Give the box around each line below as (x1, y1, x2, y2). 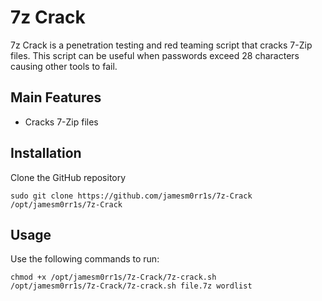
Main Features (10, 89, 102, 106)
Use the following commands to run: (10, 253, 160, 265)
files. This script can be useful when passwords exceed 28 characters (10, 49, 300, 61)
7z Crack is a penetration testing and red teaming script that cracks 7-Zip (10, 39, 313, 51)
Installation (10, 145, 82, 162)
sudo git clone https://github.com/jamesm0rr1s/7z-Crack (10, 191, 253, 201)
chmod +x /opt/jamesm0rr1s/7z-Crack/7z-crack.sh (10, 272, 217, 283)
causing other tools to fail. (10, 60, 118, 72)
